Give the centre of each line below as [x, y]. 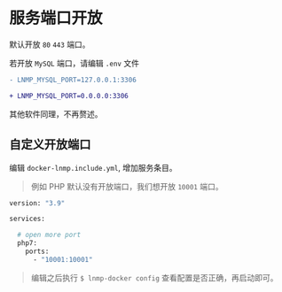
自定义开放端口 [50, 145]
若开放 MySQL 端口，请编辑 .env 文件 [74, 63]
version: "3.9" [37, 203]
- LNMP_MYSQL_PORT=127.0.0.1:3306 [73, 80]
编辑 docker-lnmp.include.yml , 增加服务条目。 [93, 167]
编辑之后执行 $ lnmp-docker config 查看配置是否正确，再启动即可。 [154, 277]
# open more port [49, 235]
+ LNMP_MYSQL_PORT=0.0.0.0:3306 [69, 96]
